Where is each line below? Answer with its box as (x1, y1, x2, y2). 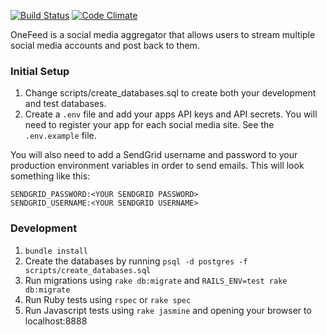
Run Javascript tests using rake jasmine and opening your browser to (24, 304, 312, 316)
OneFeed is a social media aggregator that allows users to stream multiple (10, 29, 316, 40)
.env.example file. (24, 130, 97, 142)
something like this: (10, 170, 91, 182)
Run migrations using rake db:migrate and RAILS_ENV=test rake (24, 274, 288, 286)
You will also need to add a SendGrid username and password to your (10, 149, 298, 161)
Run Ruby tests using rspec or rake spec (24, 293, 192, 305)
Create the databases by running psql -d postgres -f (24, 255, 248, 267)
